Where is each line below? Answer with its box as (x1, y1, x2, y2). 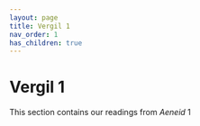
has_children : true (9, 38, 83, 48)
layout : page (9, 13, 59, 22)
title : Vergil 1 (9, 22, 70, 31)
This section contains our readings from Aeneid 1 (9, 107, 192, 118)
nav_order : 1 (9, 30, 59, 39)
